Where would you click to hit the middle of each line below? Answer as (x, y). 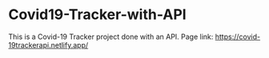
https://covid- (238, 37)
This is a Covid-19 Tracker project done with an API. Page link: (111, 37)
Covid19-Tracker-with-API (97, 15)
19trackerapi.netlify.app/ (48, 44)
